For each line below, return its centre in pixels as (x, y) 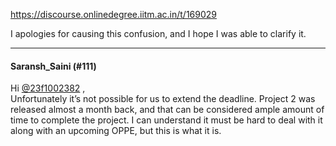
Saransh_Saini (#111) (53, 66)
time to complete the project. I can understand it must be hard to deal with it (166, 120)
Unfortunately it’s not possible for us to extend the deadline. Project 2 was (163, 99)
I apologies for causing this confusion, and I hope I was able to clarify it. (158, 33)
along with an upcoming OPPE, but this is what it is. (116, 131)
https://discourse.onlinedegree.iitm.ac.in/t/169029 (113, 14)
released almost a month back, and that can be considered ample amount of (167, 110)
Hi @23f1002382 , (48, 88)
